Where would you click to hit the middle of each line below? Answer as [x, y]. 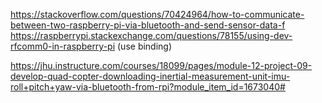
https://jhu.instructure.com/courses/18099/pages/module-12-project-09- [161, 65]
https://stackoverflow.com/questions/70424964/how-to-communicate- [157, 14]
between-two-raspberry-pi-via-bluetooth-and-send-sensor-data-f [148, 25]
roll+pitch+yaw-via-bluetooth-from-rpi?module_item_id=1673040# [148, 87]
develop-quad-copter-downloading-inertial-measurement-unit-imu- [150, 76]
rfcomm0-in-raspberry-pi [63, 46]
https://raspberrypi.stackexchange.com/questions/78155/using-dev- [151, 35]
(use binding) [145, 46]
